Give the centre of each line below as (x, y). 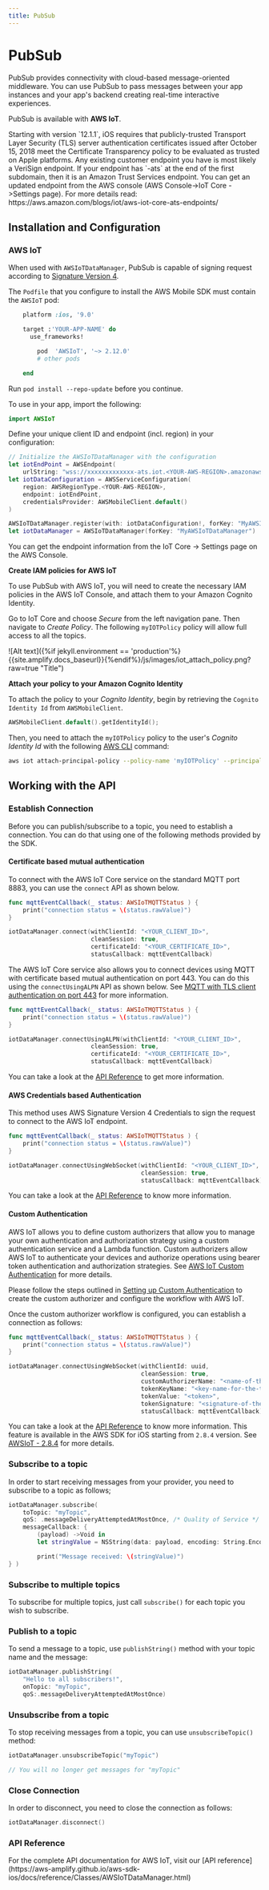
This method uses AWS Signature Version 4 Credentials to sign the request (132, 1113)
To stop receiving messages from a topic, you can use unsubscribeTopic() (131, 1732)
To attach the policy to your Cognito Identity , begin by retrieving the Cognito (133, 699)
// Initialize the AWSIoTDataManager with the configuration (112, 457)
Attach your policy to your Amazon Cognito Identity (96, 684)
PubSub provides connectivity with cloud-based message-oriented (119, 78)
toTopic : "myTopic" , (57, 1512)
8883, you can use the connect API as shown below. (94, 888)
